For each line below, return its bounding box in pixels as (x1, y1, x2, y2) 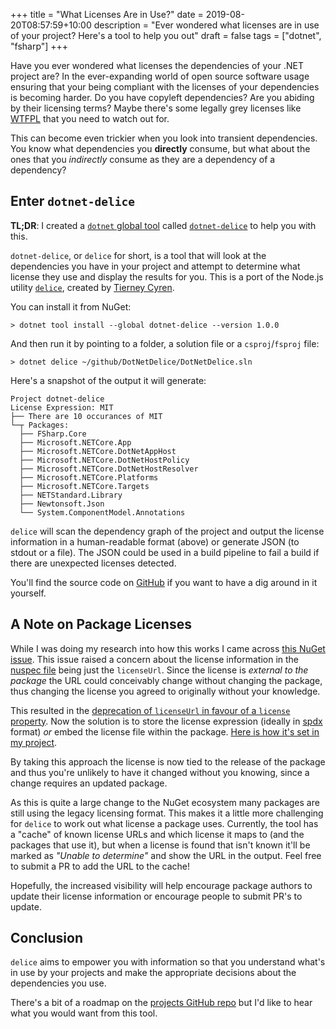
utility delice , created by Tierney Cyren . (10, 281, 175, 293)
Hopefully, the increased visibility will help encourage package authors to (10, 879, 313, 891)
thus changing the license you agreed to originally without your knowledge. (10, 685, 321, 697)
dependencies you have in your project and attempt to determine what (10, 260, 301, 272)
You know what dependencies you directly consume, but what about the (10, 143, 311, 154)
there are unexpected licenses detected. (10, 557, 177, 569)
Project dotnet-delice (10, 394, 105, 404)
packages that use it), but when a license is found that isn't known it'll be (10, 839, 311, 851)
